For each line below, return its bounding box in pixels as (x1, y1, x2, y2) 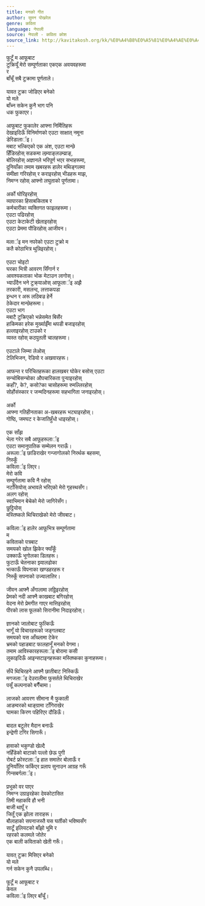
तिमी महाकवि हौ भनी (6, 797, 45, 804)
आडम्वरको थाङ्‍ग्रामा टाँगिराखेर (6, 702, 64, 709)
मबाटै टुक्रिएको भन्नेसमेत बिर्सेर (6, 313, 63, 321)
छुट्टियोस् (6, 505, 22, 511)
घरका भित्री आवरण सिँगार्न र (6, 265, 59, 272)
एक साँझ (6, 429, 23, 436)
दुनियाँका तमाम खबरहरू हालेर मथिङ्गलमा (6, 163, 85, 170)
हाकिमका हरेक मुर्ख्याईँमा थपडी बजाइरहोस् (6, 320, 85, 327)
